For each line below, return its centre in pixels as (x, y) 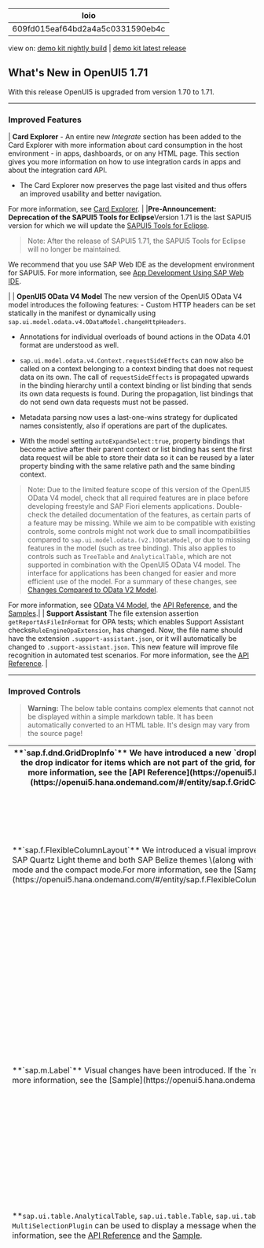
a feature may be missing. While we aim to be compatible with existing (141, 523)
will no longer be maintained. (74, 249)
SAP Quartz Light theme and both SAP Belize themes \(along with (133, 860)
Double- (229, 506)
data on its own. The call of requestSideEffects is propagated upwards (134, 377)
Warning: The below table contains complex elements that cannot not (141, 709)
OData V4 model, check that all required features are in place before (138, 498)
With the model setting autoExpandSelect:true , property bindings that (132, 441)
